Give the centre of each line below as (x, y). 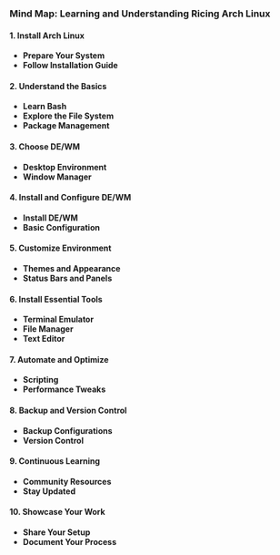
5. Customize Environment (60, 248)
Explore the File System (68, 116)
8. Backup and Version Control (68, 410)
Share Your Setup (56, 532)
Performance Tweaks (64, 389)
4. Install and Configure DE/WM (70, 198)
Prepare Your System (64, 56)
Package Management (66, 126)
